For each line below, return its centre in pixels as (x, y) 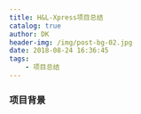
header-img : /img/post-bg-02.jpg (71, 42)
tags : (19, 59)
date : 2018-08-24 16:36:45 (59, 51)
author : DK (29, 34)
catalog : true (35, 26)
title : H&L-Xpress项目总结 (56, 17)
